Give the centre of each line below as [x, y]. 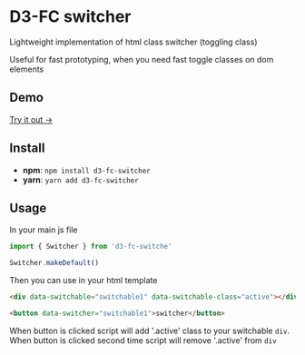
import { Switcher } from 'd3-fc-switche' [91, 247]
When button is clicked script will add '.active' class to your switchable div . [150, 330]
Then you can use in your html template [84, 281]
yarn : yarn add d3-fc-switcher [80, 180]
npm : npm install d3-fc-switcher [87, 170]
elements [27, 69]
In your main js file [44, 230]
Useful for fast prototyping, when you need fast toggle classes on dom [142, 59]
